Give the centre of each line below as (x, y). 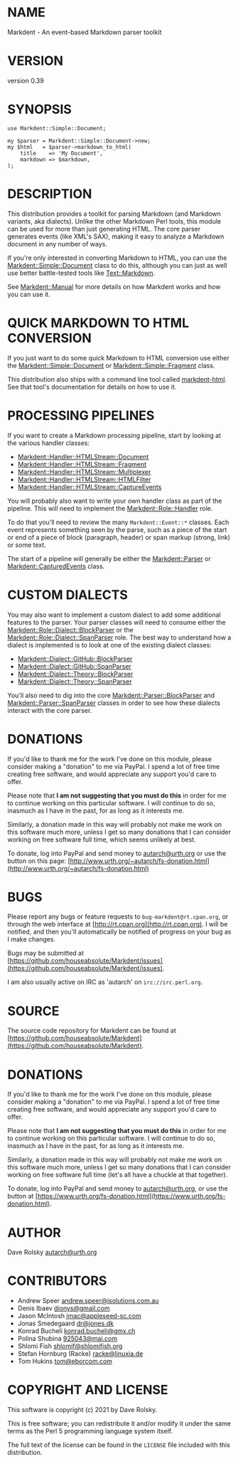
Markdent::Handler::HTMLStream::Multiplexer (84, 471)
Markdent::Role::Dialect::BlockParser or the (70, 630)
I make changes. (31, 939)
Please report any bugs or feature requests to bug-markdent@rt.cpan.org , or (118, 917)
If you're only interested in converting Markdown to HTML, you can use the (117, 258)
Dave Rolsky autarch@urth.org (52, 1252)
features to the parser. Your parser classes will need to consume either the (117, 622)
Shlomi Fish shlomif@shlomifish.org (70, 1346)
